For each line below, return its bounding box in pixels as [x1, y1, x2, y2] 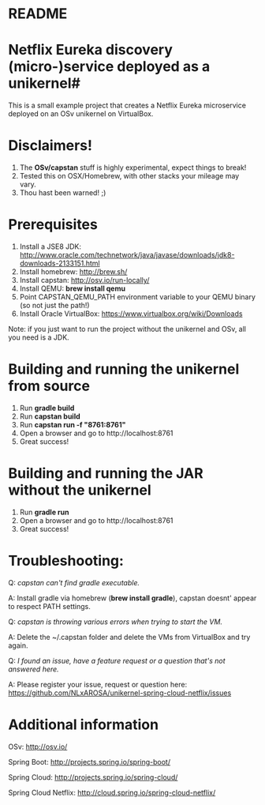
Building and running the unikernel [8, 360, 240, 378]
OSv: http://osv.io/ [8, 742, 68, 751]
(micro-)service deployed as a [8, 58, 211, 76]
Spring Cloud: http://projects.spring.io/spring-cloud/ [8, 772, 178, 782]
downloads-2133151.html [19, 258, 100, 268]
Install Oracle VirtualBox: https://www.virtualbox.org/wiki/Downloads [19, 309, 243, 318]
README [8, 5, 68, 23]
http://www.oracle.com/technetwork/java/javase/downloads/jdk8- [19, 250, 235, 259]
